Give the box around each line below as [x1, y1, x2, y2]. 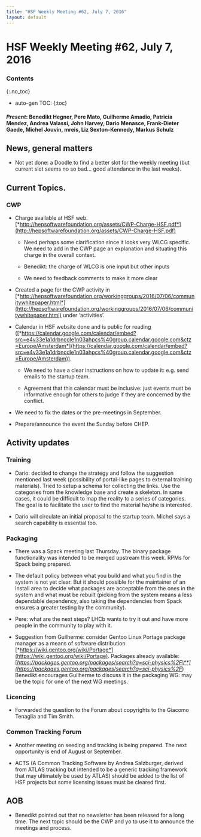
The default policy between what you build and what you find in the [14, 572, 181, 580]
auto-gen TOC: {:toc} [14, 99, 68, 107]
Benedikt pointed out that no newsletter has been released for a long [14, 812, 184, 819]
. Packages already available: [107, 653, 180, 660]
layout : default [6, 14, 47, 20]
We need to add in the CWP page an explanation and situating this [23, 245, 187, 252]
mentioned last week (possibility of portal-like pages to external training [14, 475, 193, 483]
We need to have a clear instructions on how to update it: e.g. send [23, 366, 190, 374]
